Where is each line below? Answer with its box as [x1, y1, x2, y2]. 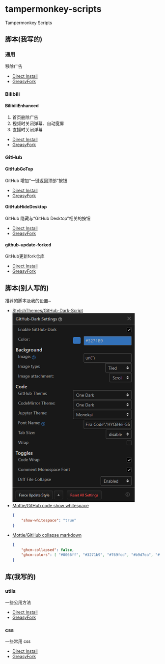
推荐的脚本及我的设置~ [5, 298, 52, 304]
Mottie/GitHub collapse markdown [12, 532, 82, 538]
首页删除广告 [12, 114, 38, 120]
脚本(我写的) [5, 35, 43, 44]
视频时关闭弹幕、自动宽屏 [12, 120, 64, 126]
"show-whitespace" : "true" [21, 518, 77, 523]
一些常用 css [5, 638, 31, 644]
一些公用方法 [5, 599, 31, 605]
